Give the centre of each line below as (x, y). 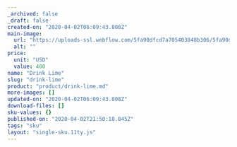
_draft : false (28, 20)
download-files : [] (36, 106)
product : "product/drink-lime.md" (58, 86)
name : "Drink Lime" (36, 73)
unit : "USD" (31, 60)
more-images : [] (31, 93)
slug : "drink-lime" (36, 80)
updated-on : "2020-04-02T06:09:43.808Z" (68, 100)
